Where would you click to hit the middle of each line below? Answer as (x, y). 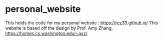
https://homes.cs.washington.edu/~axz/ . (47, 33)
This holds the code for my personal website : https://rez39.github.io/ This (82, 23)
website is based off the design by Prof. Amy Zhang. (59, 28)
